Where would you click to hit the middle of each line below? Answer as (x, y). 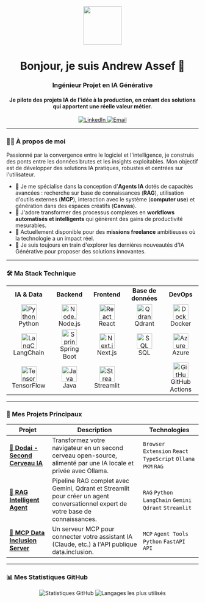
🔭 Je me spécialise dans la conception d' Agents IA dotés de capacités (104, 186)
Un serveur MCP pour (83, 529)
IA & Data (29, 294)
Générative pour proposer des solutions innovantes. (81, 251)
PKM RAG (153, 467)
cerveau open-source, (85, 455)
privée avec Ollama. (80, 471)
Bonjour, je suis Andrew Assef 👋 (103, 66)
